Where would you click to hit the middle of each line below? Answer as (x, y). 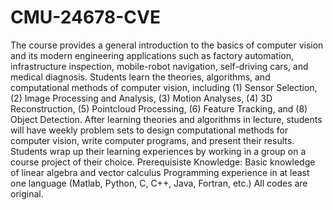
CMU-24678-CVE (85, 17)
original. (27, 193)
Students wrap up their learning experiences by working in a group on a (158, 151)
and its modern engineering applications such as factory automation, (152, 55)
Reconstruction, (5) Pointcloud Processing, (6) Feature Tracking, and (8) (159, 108)
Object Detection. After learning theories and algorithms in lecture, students (166, 119)
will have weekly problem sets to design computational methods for (149, 130)
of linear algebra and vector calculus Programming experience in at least (160, 172)
